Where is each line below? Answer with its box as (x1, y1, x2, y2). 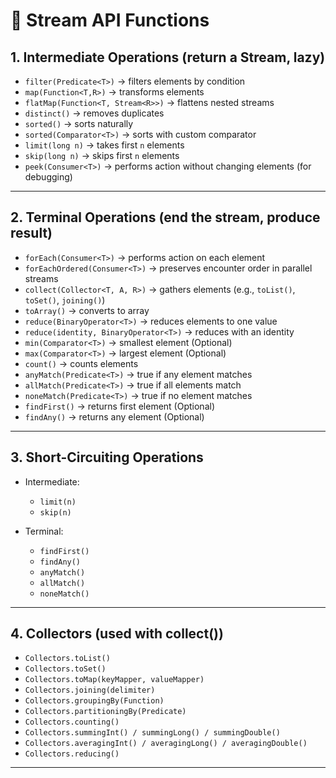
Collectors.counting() (24, 717, 120, 728)
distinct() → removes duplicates (24, 107, 165, 119)
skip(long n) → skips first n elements (24, 150, 180, 161)
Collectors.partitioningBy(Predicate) (24, 707, 187, 717)
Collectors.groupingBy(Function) (24, 696, 165, 706)
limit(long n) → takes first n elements (24, 139, 185, 151)
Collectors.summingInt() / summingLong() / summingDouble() (24, 728, 281, 738)
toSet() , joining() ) (24, 294, 106, 306)
